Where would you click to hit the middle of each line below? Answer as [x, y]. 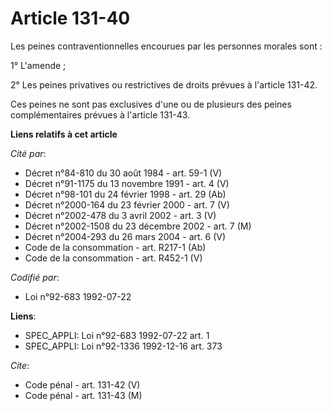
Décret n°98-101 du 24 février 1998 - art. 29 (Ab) [125, 194]
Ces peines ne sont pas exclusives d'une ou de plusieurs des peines [151, 104]
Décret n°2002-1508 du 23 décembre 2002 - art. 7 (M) [138, 226]
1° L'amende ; [38, 65]
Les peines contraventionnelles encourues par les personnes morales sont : [166, 46]
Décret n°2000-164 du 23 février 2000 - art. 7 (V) [127, 204]
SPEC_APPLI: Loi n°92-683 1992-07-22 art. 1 [117, 335]
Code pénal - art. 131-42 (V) [82, 384]
